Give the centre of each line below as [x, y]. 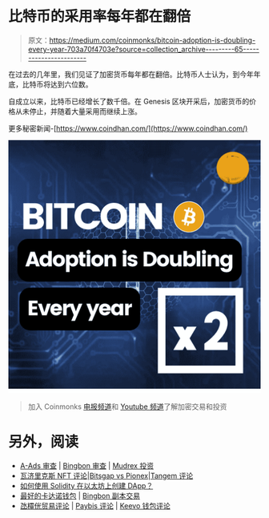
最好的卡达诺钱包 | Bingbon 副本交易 [80, 496]
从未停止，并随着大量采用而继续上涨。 [78, 111]
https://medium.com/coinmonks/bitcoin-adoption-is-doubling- [153, 40]
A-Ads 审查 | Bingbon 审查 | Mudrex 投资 [87, 465]
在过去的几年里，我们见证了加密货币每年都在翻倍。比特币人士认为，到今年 [131, 74]
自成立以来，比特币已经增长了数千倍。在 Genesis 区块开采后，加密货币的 [129, 101]
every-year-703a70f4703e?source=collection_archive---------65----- [144, 49]
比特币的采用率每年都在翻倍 [100, 16]
